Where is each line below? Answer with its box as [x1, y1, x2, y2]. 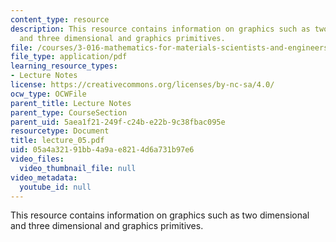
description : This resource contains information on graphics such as [10, 24, 311, 34]
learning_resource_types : [10, 61, 118, 71]
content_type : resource [10, 14, 110, 25]
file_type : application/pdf [10, 52, 128, 62]
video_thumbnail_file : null [19, 163, 137, 173]
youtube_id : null [19, 182, 92, 192]
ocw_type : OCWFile [10, 89, 87, 99]
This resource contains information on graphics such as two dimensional [10, 209, 310, 221]
